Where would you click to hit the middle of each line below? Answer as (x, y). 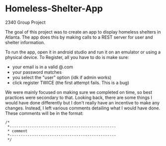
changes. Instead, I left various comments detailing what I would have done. (83, 108)
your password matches (37, 72)
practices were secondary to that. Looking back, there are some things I (79, 97)
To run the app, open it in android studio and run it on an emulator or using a (83, 52)
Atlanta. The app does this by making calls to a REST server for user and (79, 37)
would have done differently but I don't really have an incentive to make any (83, 102)
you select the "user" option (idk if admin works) (62, 77)
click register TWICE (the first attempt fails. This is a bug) (71, 83)
